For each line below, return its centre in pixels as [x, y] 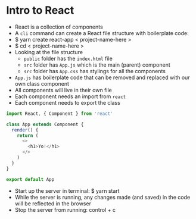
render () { [25, 130]
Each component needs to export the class [67, 102]
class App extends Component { [45, 124]
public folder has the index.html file [68, 58]
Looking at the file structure [49, 52]
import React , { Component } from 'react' [60, 114]
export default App [30, 179]
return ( [28, 135]
